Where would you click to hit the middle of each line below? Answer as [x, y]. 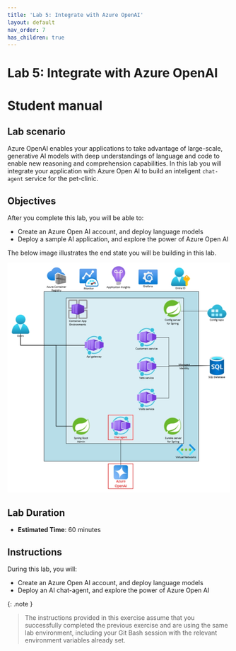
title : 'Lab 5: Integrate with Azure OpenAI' [75, 15]
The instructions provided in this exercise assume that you [110, 617]
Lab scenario [36, 132]
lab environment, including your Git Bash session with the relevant [121, 633]
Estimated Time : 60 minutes [59, 530]
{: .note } [20, 604]
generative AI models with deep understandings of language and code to [114, 156]
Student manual [55, 105]
